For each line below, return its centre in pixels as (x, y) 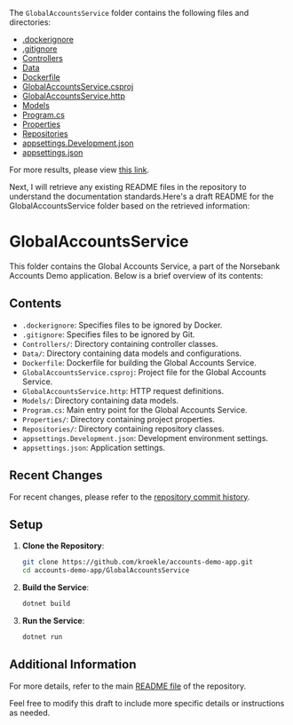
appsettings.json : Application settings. (94, 447)
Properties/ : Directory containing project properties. (119, 419)
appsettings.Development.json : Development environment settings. (145, 437)
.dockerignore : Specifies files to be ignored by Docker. (122, 325)
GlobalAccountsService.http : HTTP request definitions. (123, 390)
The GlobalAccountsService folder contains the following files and (129, 13)
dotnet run (42, 637)
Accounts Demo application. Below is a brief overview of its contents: (136, 275)
